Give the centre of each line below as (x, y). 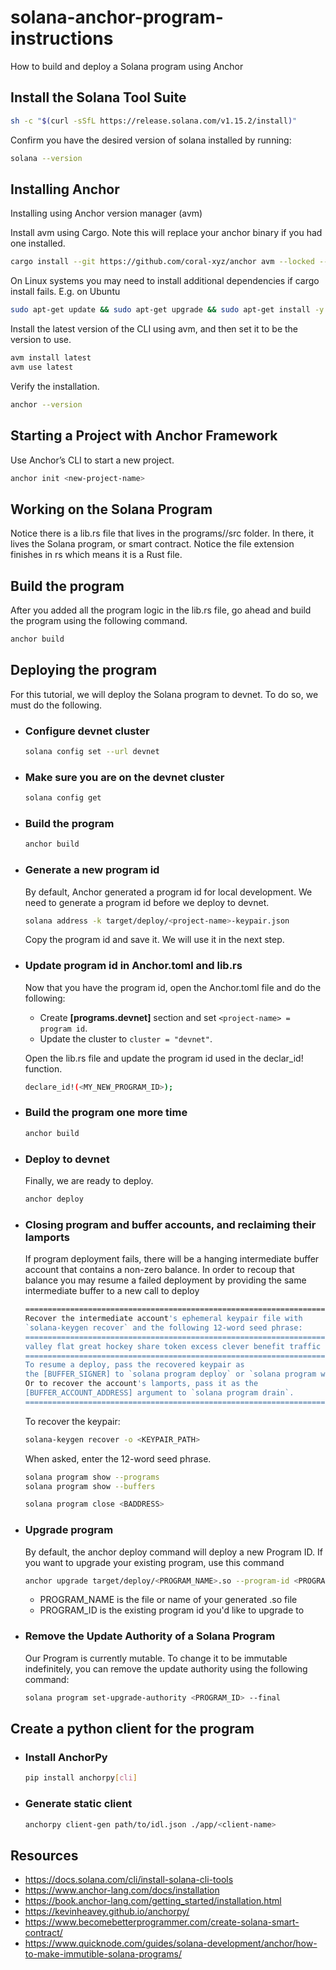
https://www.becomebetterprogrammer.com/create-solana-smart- (162, 1922)
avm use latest (42, 367)
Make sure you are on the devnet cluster (124, 777)
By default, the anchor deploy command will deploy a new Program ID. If (173, 1552)
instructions (62, 38)
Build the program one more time (106, 1113)
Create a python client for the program (132, 1729)
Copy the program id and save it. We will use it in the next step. (154, 940)
